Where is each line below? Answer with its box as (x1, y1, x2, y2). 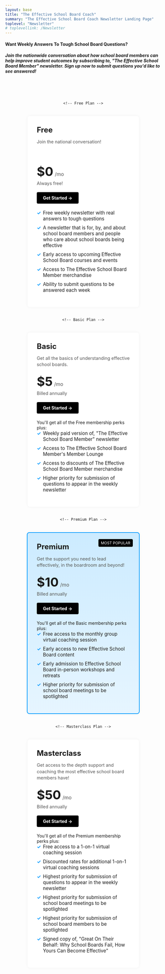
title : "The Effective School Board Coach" (5, 12, 97, 17)
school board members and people (43, 230, 120, 237)
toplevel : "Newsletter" (5, 21, 55, 26)
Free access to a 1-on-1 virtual (43, 843, 110, 850)
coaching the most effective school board (37, 768, 124, 774)
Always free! (37, 180, 63, 186)
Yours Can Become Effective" (43, 947, 109, 954)
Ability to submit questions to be (43, 281, 115, 287)
